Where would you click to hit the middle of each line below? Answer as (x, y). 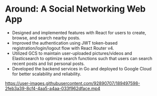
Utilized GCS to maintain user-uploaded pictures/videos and (72, 53)
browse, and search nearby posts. (46, 38)
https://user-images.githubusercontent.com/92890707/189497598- (73, 83)
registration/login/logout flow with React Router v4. (63, 48)
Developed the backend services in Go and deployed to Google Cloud (82, 68)
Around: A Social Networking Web (75, 9)
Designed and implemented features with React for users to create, (79, 32)
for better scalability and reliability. (47, 74)
